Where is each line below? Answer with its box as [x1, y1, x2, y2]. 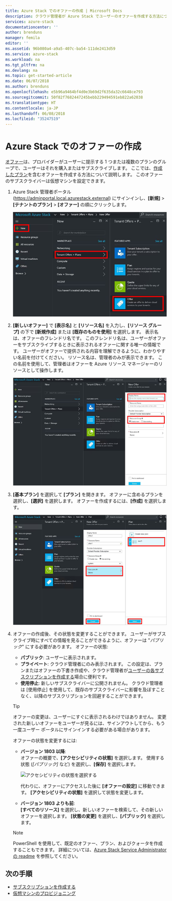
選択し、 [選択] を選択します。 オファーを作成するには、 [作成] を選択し [12, 498, 162, 504]
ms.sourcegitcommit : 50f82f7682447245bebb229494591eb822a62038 [5, 95, 143, 100]
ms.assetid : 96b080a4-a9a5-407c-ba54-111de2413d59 [5, 46, 116, 51]
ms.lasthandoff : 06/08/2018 [5, 111, 66, 116]
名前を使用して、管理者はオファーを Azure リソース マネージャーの [17, 360, 159, 366]
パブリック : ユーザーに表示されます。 [20, 654, 99, 661]
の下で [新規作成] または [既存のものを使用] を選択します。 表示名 [20, 329, 159, 335]
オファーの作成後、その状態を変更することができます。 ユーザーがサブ [12, 630, 162, 637]
